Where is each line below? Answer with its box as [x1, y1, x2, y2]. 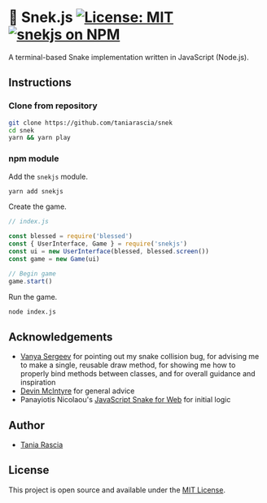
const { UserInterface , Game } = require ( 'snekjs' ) [8, 240, 187, 248]
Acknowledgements [8, 330, 113, 344]
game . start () [8, 277, 53, 285]
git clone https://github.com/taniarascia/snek [8, 119, 173, 127]
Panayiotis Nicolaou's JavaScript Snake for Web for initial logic [20, 395, 231, 405]
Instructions [8, 76, 72, 89]
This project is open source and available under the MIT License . [8, 484, 226, 495]
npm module [8, 153, 59, 164]
